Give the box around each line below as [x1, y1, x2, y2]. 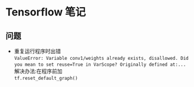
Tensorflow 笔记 [5, 5, 86, 19]
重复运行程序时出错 [14, 48, 61, 54]
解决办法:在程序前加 [14, 67, 63, 75]
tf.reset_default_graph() [14, 75, 78, 81]
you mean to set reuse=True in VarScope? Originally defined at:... [14, 62, 186, 67]
